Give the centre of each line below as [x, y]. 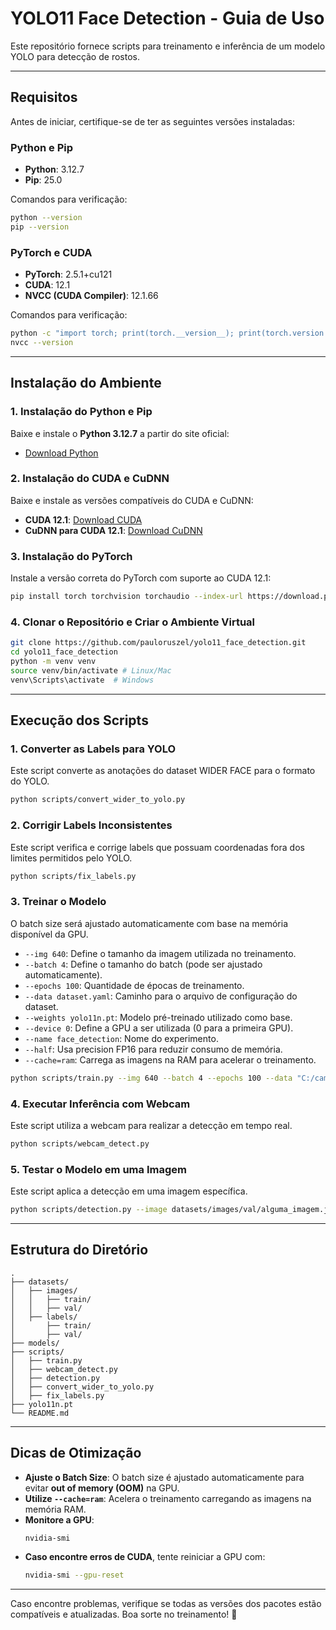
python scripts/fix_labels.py [73, 876]
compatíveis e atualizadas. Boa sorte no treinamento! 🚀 [124, 1614]
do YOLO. [30, 781]
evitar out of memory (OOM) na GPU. [102, 1488]
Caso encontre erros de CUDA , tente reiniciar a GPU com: [145, 1557]
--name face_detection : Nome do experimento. [121, 1038]
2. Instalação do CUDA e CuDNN [90, 479]
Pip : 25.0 [43, 180]
